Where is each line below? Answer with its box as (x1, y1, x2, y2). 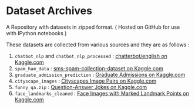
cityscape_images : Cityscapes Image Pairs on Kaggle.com (14, 77, 157, 84)
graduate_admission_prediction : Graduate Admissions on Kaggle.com (14, 71, 186, 78)
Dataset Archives (6, 4, 93, 18)
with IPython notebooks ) (6, 29, 67, 36)
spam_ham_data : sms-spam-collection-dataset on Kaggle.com (14, 64, 163, 71)
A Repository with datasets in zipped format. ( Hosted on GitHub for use (6, 23, 180, 30)
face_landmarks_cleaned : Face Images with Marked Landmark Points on (14, 90, 189, 97)
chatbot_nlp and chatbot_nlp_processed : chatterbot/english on (14, 52, 167, 59)
